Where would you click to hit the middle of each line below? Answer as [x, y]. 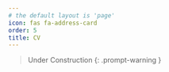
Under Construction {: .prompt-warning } [94, 60]
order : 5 [23, 30]
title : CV [25, 38]
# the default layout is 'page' [61, 15]
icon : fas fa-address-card [53, 23]
